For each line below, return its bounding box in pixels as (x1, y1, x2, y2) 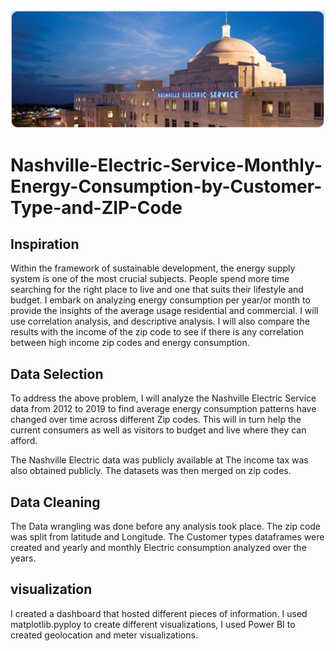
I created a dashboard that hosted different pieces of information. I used (10, 607, 308, 619)
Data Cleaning (10, 494, 101, 511)
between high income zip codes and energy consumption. (10, 337, 250, 349)
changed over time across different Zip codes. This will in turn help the (10, 414, 302, 426)
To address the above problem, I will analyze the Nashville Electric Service (10, 392, 317, 404)
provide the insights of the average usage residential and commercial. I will (10, 305, 319, 317)
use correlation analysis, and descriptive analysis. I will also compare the (10, 315, 311, 328)
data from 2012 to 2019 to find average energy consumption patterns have (10, 403, 317, 415)
